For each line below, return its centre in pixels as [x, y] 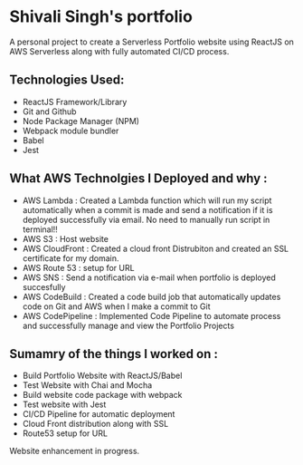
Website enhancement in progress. [75, 451]
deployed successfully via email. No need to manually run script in [146, 219]
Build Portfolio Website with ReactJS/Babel [102, 376]
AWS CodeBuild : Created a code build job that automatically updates [151, 296]
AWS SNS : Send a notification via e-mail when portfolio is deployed [149, 277]
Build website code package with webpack [102, 395]
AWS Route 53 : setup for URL [78, 267]
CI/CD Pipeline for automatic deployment [99, 414]
